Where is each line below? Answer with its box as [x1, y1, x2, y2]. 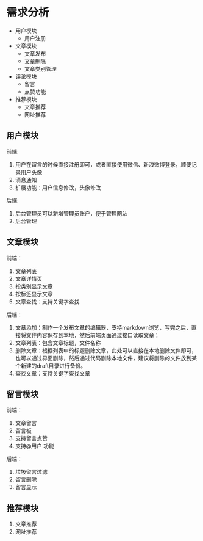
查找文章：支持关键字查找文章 [15, 369, 90, 377]
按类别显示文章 [15, 282, 53, 290]
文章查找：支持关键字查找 [15, 297, 80, 305]
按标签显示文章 [15, 290, 53, 297]
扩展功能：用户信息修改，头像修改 [15, 184, 101, 191]
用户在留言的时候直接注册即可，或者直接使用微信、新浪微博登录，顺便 [15, 161, 192, 168]
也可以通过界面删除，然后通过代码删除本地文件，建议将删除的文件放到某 [15, 354, 197, 361]
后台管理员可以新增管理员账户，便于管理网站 [15, 209, 128, 217]
